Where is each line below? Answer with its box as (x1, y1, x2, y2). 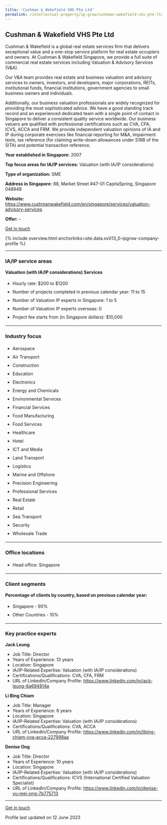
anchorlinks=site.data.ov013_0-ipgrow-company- (58, 235, 160, 242)
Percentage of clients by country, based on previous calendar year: (5, 592, 148, 598)
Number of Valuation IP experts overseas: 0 (12, 305, 102, 311)
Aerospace (12, 345, 35, 351)
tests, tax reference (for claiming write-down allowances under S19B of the (5, 137, 159, 143)
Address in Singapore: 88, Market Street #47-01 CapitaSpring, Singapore (5, 181, 156, 187)
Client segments (5, 581, 46, 588)
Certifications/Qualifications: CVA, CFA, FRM (12, 672, 104, 678)
